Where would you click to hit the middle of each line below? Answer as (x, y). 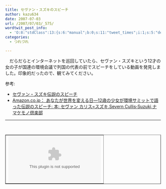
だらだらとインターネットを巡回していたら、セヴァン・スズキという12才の (85, 61)
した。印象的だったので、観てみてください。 (51, 73)
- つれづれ (19, 42)
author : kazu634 (22, 14)
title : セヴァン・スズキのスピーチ (37, 10)
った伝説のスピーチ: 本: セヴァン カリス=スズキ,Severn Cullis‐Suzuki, (82, 106)
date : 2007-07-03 (23, 19)
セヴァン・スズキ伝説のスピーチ (45, 94)
